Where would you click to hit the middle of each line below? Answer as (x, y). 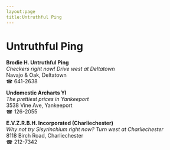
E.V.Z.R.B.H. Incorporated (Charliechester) (60, 123)
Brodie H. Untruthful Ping (37, 63)
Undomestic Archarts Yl (36, 93)
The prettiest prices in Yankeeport (48, 99)
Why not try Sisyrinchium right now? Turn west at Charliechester (85, 129)
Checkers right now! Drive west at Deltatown (61, 69)
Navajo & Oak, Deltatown (36, 75)
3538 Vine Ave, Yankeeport (39, 105)
